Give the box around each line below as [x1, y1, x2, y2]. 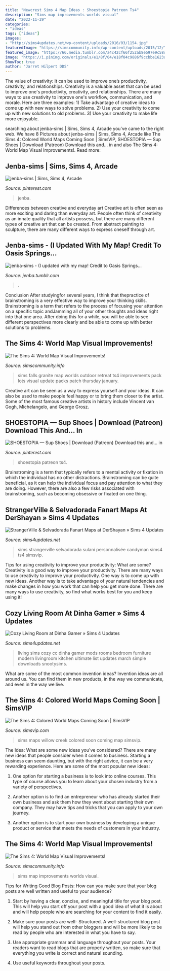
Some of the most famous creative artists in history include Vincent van [5, 398, 154, 404]
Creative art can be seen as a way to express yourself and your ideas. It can [5, 387, 164, 393]
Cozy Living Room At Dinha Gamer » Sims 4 [5, 609, 145, 617]
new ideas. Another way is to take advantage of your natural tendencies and [5, 578, 164, 584]
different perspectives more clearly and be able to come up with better [5, 319, 153, 325]
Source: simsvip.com [5, 727, 49, 733]
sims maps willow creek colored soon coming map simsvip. [17, 737, 142, 743]
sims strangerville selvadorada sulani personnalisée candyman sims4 [17, 547, 163, 553]
